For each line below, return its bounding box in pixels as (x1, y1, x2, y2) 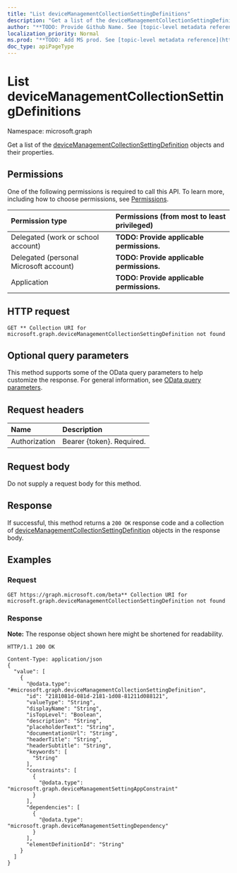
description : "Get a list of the (7, 17, 106, 24)
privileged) (115, 220, 154, 230)
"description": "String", (25, 717, 102, 724)
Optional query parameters (7, 349, 129, 361)
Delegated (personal (11, 252, 79, 262)
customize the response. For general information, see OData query (7, 375, 202, 385)
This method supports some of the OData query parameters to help (7, 368, 203, 377)
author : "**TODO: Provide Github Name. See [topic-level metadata (7, 23, 207, 30)
